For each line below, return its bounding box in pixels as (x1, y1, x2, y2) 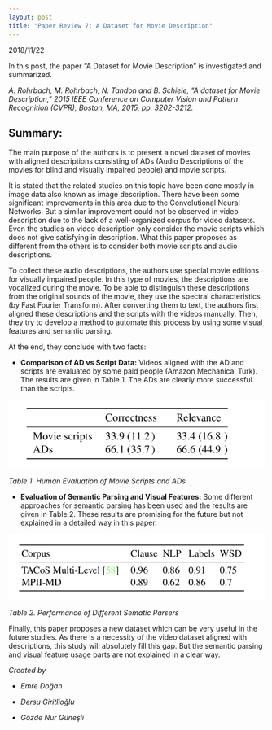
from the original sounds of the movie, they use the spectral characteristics (8, 291, 261, 301)
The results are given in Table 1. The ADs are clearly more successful (20, 375, 252, 385)
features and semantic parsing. (8, 326, 113, 336)
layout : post (8, 13, 53, 21)
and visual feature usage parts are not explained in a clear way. (8, 649, 222, 659)
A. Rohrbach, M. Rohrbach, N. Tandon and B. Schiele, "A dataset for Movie (8, 85, 261, 95)
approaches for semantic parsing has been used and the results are (20, 501, 248, 510)
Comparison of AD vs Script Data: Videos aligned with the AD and (20, 358, 244, 368)
